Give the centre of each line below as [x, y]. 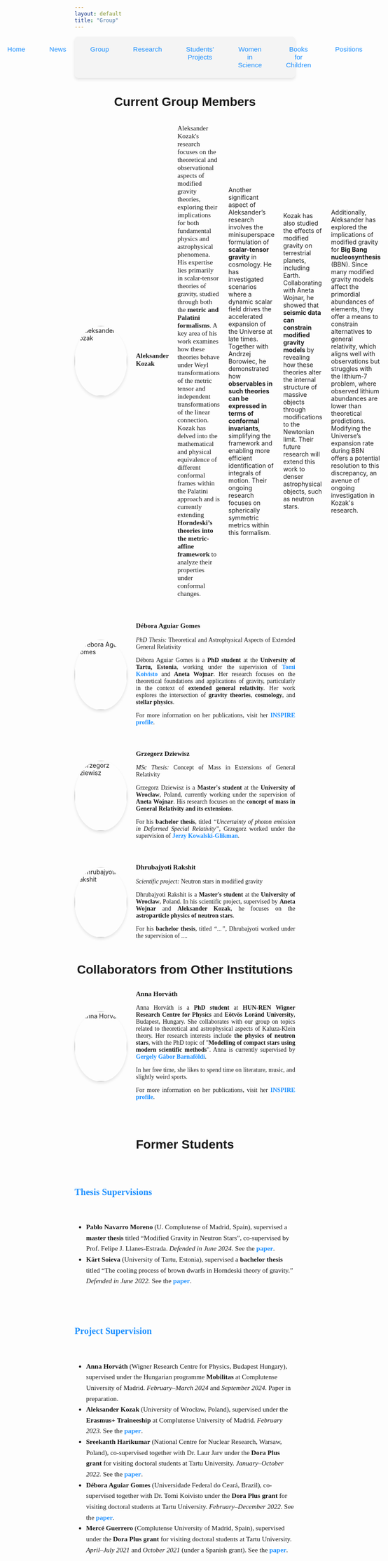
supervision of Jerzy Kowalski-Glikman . [188, 836]
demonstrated [248, 368]
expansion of [247, 324]
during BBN [348, 450]
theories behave [198, 357]
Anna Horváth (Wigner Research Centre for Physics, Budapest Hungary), [187, 1366]
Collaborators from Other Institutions [185, 969]
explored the [349, 227]
